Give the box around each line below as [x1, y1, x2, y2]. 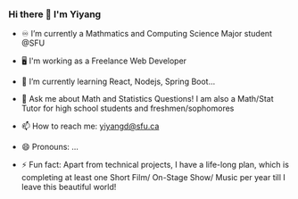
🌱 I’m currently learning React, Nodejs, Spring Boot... [21, 76, 216, 87]
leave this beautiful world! [21, 182, 117, 193]
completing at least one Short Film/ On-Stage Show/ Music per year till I [21, 172, 286, 183]
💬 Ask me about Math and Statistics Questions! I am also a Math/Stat [21, 94, 274, 104]
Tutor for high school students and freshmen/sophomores [21, 103, 235, 114]
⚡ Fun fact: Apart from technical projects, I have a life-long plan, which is [21, 160, 289, 170]
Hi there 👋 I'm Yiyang [8, 8, 102, 21]
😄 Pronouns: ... [21, 142, 79, 153]
